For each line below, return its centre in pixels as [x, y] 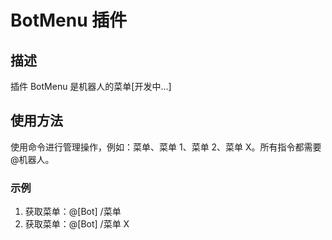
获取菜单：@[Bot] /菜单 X [77, 224]
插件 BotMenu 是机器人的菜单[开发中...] [91, 86]
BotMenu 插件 [69, 20]
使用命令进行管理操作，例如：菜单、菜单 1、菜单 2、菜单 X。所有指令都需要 [166, 147]
